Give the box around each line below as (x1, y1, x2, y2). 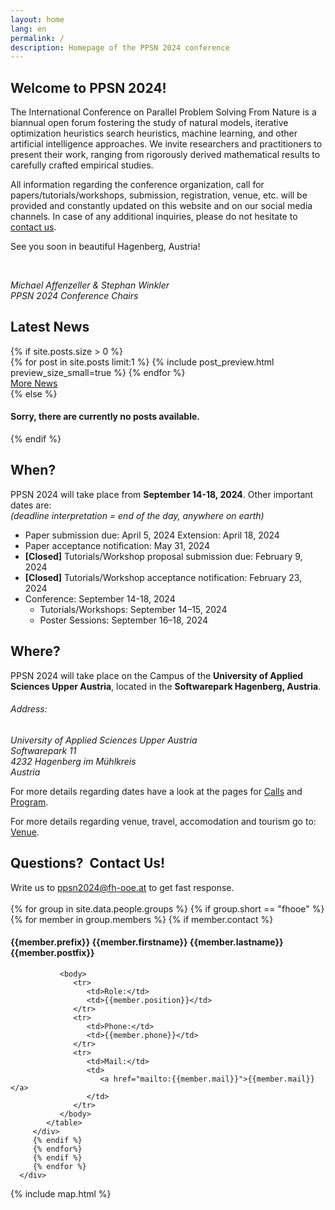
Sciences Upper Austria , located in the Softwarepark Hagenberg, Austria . (10, 680, 322, 692)
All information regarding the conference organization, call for (10, 179, 265, 191)
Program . (10, 796, 49, 808)
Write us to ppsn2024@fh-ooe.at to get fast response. (10, 881, 235, 893)
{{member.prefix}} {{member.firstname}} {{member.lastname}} (10, 936, 284, 948)
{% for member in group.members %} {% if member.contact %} (10, 913, 274, 925)
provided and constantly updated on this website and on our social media (10, 200, 313, 212)
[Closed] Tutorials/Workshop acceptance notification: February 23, (24, 571, 303, 583)
